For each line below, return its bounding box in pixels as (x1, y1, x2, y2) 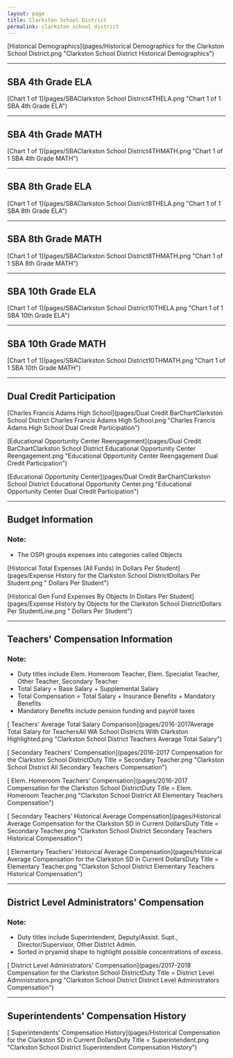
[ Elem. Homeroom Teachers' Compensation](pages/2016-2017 (7, 776, 189, 785)
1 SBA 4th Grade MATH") (7, 154, 78, 162)
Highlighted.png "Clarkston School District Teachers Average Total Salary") (7, 735, 223, 743)
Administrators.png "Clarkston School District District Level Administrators (7, 976, 220, 984)
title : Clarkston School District (7, 17, 107, 24)
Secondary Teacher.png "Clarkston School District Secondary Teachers (7, 827, 213, 835)
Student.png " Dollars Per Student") (7, 579, 110, 587)
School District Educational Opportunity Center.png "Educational (7, 480, 192, 488)
